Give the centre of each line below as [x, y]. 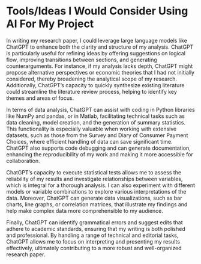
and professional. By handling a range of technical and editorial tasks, [92, 235]
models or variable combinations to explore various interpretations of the [96, 191]
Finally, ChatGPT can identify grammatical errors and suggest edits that [94, 222]
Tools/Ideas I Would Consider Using [97, 11]
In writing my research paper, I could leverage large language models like [97, 40]
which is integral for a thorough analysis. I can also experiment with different [101, 185]
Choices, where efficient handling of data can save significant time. [89, 141]
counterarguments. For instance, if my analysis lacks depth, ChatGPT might [100, 66]
